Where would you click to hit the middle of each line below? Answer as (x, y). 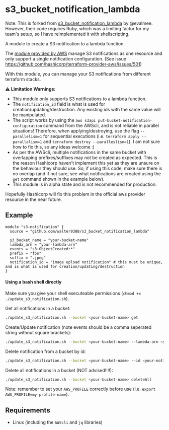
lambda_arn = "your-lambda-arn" (44, 244)
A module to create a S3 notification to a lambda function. (65, 43)
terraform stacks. (23, 79)
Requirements (28, 410)
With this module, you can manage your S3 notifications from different (78, 74)
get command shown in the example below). (58, 179)
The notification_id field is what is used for (59, 104)
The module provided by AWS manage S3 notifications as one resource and (84, 53)
